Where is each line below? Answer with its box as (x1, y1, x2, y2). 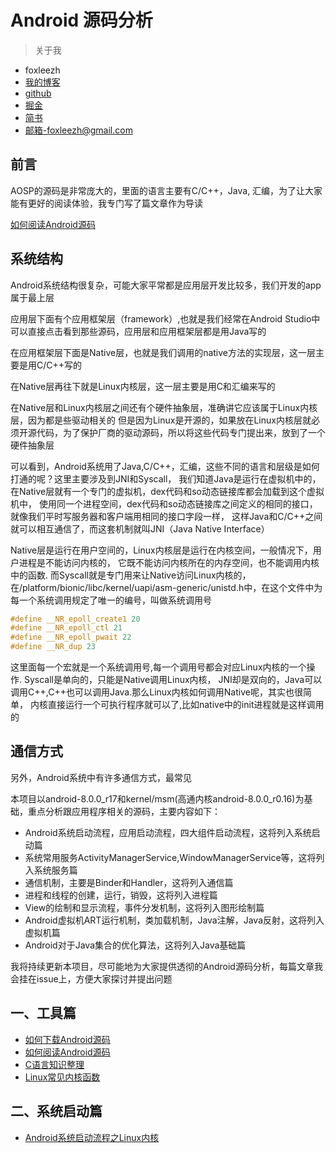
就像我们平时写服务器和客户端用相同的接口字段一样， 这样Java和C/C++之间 (10, 510, 323, 522)
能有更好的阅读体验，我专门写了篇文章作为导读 (10, 197, 203, 209)
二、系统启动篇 (10, 1103, 103, 1120)
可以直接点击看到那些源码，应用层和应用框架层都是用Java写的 (10, 325, 267, 337)
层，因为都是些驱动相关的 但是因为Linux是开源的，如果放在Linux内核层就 (10, 414, 312, 426)
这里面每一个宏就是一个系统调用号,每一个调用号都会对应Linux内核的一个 (10, 661, 307, 673)
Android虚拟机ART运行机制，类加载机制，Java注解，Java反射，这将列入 (24, 914, 325, 926)
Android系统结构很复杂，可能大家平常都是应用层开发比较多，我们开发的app (10, 279, 322, 291)
